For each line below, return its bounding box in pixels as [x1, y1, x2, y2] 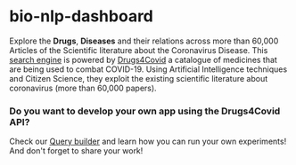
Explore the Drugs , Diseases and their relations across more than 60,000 [9, 35, 279, 46]
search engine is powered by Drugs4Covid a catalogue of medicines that [9, 54, 278, 65]
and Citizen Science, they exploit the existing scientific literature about [9, 73, 268, 83]
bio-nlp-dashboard [9, 6, 154, 27]
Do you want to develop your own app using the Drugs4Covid [9, 105, 281, 117]
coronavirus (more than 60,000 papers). [9, 82, 158, 93]
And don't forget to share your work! [9, 145, 144, 156]
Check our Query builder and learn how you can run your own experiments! [9, 136, 287, 147]
